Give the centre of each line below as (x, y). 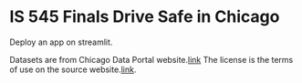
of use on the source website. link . (73, 69)
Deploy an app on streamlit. (61, 42)
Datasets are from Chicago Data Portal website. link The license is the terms (151, 59)
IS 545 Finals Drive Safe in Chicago (145, 17)
